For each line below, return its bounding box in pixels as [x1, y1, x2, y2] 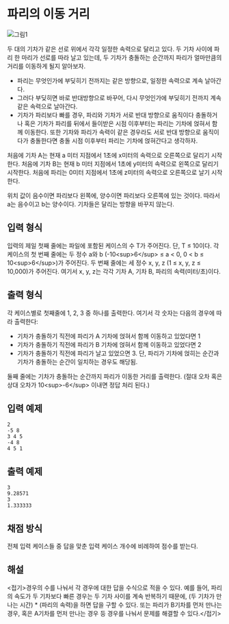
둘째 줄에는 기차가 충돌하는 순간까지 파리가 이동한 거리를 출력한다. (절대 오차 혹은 [7, 372, 223, 381]
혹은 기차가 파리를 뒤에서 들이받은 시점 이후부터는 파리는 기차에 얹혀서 [24, 119, 211, 128]
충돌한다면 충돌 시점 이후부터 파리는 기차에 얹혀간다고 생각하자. [29, 136, 198, 145]
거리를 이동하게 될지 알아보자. [7, 62, 86, 70]
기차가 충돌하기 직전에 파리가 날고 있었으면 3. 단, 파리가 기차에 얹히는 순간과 [16, 349, 219, 357]
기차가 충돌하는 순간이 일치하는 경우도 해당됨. [16, 357, 138, 365]
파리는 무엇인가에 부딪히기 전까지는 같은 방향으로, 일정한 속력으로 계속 [16, 76, 204, 84]
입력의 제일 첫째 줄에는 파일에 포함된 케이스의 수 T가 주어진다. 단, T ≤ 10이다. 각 [7, 241, 219, 250]
